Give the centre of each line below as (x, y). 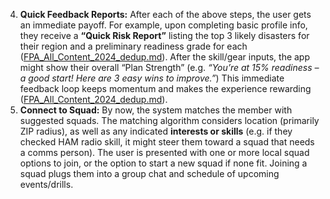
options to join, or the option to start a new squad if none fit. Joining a (163, 163)
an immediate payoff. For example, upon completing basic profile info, (163, 25)
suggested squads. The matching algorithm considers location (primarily (169, 120)
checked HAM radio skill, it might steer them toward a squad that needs (167, 142)
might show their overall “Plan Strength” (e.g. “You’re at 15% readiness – (169, 67)
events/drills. (46, 184)
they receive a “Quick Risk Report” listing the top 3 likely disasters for (164, 35)
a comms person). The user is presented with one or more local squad (164, 152)
